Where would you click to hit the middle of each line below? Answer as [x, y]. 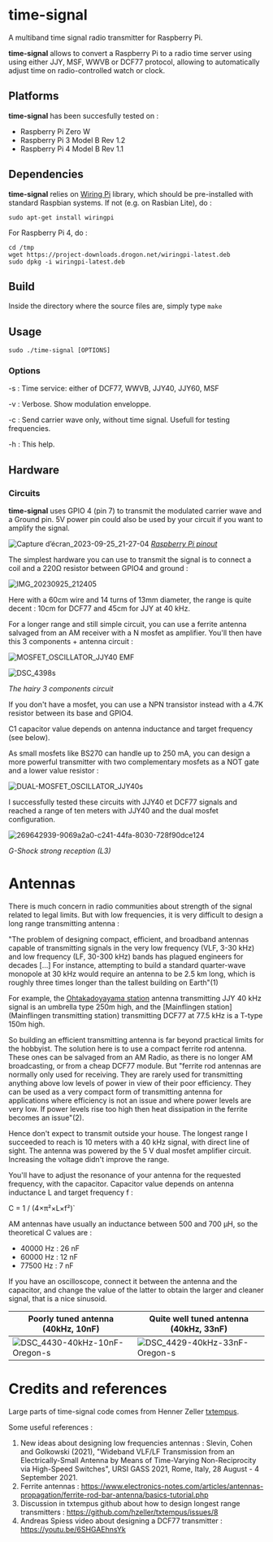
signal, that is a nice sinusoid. [58, 1299]
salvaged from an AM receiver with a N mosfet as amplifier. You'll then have [135, 633]
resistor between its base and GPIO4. [71, 713]
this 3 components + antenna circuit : [71, 642]
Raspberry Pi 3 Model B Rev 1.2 [73, 140]
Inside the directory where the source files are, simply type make [115, 306]
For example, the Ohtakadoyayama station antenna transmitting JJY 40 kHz [135, 999]
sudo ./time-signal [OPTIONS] [60, 351]
